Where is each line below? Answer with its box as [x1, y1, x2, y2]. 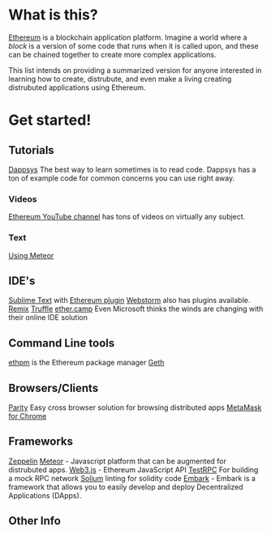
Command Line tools [8, 336, 115, 350]
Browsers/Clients [8, 381, 99, 394]
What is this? [8, 6, 99, 24]
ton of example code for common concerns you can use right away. [8, 173, 235, 183]
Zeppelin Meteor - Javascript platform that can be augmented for [8, 456, 227, 466]
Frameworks [8, 435, 74, 449]
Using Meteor [8, 250, 54, 260]
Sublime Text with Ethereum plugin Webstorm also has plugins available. [8, 296, 251, 305]
